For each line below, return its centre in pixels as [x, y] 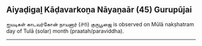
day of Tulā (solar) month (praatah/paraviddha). [65, 31]
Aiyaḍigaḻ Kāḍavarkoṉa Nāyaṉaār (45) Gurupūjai [99, 10]
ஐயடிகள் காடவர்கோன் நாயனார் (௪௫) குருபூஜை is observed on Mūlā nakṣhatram [100, 24]
